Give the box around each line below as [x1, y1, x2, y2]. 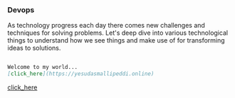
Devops [7, 5, 35, 15]
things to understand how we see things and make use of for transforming [7, 36, 226, 45]
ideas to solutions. [7, 44, 61, 53]
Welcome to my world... [7, 64, 78, 71]
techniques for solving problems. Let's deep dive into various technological [7, 28, 229, 37]
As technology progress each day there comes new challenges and [7, 21, 205, 30]
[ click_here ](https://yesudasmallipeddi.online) [7, 70, 155, 77]
